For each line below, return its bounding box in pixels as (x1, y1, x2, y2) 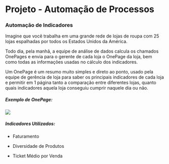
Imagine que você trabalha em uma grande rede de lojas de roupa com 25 (5, 33, 159, 39)
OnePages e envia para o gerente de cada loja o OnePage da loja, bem (5, 54, 152, 60)
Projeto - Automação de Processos (5, 4, 155, 15)
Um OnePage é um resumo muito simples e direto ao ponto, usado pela (5, 69, 154, 75)
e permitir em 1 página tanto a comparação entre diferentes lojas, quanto (5, 79, 156, 86)
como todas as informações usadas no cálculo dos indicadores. (5, 59, 138, 65)
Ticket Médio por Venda (12, 153, 63, 159)
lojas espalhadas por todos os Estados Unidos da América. (5, 38, 128, 45)
